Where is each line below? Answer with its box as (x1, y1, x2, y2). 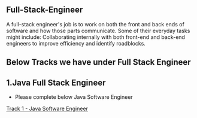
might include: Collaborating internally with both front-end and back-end (6, 33, 186, 41)
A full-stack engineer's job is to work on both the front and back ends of (6, 20, 184, 28)
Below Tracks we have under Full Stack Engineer (6, 57, 191, 68)
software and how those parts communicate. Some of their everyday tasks (6, 27, 190, 34)
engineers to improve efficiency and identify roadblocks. (6, 40, 146, 47)
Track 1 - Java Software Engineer (6, 105, 89, 113)
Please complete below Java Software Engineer (14, 93, 133, 101)
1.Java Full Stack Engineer (6, 77, 106, 87)
